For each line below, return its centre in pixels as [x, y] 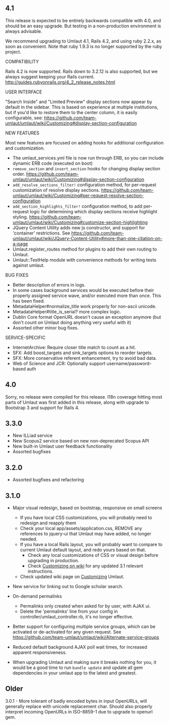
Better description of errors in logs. [49, 284]
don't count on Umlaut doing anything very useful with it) [72, 322]
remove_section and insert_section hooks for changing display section [86, 168]
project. [13, 52]
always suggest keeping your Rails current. [50, 77]
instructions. [41, 571]
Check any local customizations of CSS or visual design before [93, 555]
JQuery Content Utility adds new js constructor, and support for [79, 227]
